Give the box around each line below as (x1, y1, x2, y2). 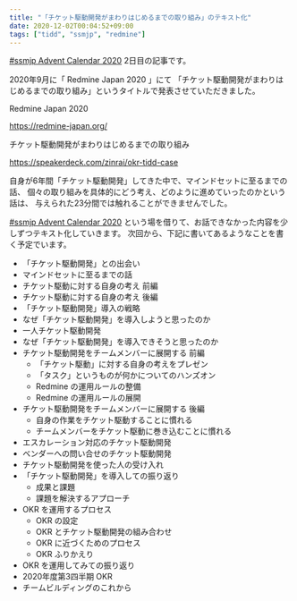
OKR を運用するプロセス (21, 504, 112, 515)
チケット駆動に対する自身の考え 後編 (21, 292, 158, 302)
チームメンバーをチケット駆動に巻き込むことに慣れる (35, 426, 233, 436)
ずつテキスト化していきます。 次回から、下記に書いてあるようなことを (16, 228, 276, 239)
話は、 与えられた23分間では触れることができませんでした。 (9, 198, 233, 208)
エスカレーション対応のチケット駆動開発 (21, 437, 172, 448)
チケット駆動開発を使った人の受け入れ (21, 460, 164, 470)
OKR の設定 (35, 515, 79, 526)
